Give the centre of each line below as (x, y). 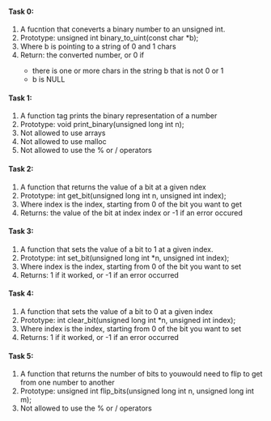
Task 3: (21, 232)
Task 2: (21, 169)
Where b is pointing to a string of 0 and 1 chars (98, 47)
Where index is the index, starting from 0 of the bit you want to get (131, 204)
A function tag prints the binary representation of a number (119, 116)
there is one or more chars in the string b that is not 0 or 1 (128, 71)
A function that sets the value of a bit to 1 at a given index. (116, 249)
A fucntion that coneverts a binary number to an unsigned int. (123, 29)
